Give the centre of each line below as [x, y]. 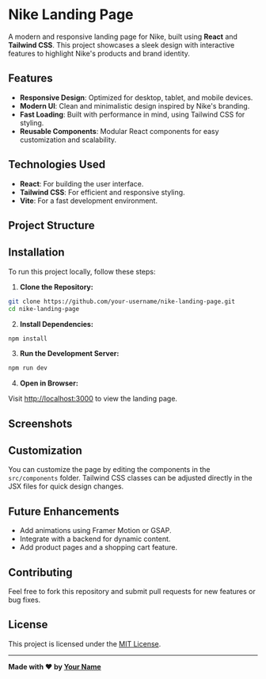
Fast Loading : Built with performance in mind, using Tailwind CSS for [132, 114]
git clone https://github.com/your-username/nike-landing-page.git [122, 301]
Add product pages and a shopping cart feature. [99, 547]
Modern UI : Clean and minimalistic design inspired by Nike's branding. [135, 105]
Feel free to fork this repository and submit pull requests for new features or [132, 592]
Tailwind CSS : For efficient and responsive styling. [102, 192]
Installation [36, 253]
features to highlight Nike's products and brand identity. [99, 53]
